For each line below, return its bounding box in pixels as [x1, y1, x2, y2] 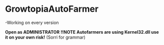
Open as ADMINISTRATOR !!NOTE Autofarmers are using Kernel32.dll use [5, 29, 159, 35]
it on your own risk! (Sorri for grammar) [5, 34, 86, 40]
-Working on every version [5, 20, 59, 25]
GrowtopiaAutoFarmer [5, 3, 99, 15]
